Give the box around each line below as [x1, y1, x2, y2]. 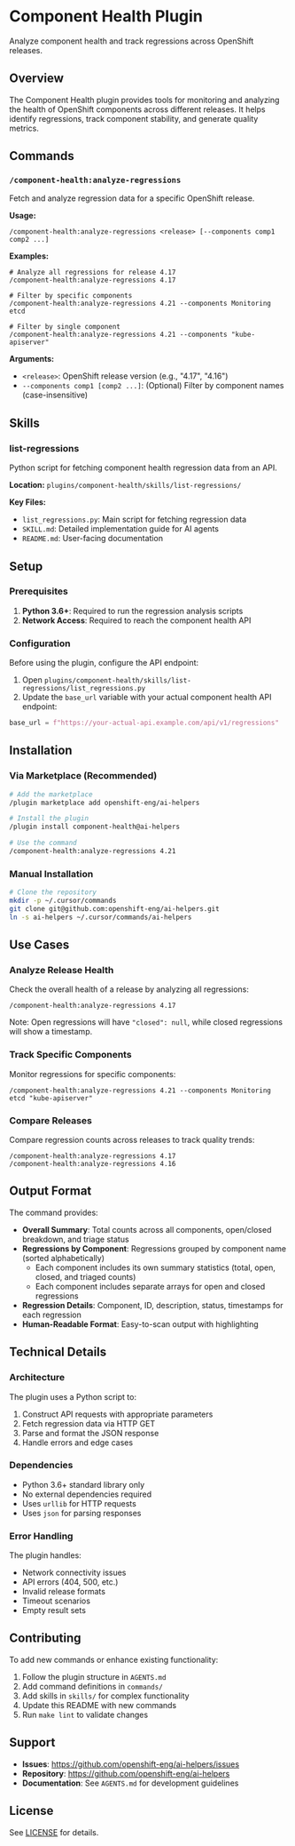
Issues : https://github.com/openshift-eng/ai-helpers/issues [21, 1758, 240, 1770]
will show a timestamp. [9, 1027, 93, 1037]
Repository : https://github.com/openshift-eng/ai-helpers [21, 1768, 230, 1778]
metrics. [9, 123, 40, 133]
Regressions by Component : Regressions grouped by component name [21, 1243, 286, 1254]
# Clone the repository [9, 888, 97, 897]
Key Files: [9, 497, 47, 507]
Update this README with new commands [21, 1699, 177, 1710]
